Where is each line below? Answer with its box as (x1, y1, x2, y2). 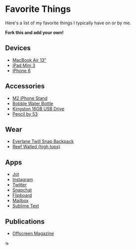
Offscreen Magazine (12, 231, 54, 236)
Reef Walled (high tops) (12, 144, 60, 150)
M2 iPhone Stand (12, 95, 48, 101)
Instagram (12, 177, 33, 183)
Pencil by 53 (12, 111, 38, 117)
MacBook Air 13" (12, 57, 47, 63)
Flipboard (12, 192, 32, 198)
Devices (5, 44, 31, 53)
